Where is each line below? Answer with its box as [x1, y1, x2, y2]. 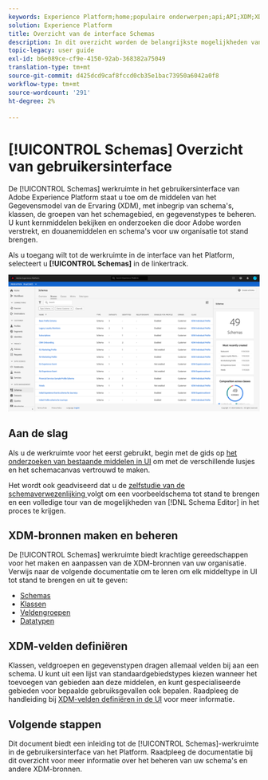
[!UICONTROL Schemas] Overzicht [8, 140, 243, 159]
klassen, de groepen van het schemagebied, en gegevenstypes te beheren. [8, 210, 257, 219]
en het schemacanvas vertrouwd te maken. [8, 465, 151, 475]
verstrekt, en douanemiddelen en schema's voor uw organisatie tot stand [8, 227, 249, 236]
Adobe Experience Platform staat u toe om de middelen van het [8, 192, 217, 203]
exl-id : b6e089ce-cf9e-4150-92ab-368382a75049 [8, 55, 166, 63]
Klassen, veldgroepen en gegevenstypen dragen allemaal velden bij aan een [8, 660, 259, 670]
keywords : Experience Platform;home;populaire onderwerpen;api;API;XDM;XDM [8, 13, 266, 21]
